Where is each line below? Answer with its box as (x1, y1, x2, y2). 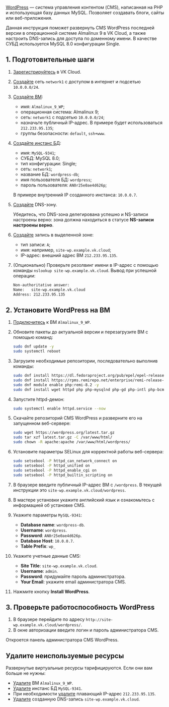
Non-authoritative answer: (13, 282, 70, 287)
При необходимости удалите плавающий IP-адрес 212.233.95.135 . (13, 691, 156, 697)
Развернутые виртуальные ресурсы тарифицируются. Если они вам (6, 665, 153, 671)
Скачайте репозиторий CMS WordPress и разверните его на (13, 415, 142, 421)
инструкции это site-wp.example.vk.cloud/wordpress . (13, 487, 126, 493)
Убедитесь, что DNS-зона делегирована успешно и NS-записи (13, 211, 148, 217)
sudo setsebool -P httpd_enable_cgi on (13, 467, 97, 473)
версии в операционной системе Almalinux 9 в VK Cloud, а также (6, 30, 146, 36)
